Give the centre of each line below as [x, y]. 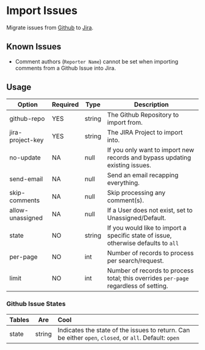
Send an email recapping [143, 175]
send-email [26, 179]
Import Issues [42, 11]
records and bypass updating [149, 158]
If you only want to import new [151, 150]
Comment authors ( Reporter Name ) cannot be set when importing [97, 61]
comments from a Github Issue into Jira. [65, 68]
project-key [27, 140]
